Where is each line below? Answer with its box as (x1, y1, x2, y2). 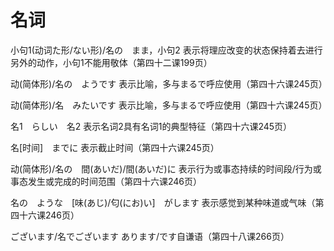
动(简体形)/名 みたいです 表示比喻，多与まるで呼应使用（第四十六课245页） (10, 99, 328, 111)
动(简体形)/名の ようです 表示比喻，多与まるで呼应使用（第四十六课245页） (10, 77, 328, 90)
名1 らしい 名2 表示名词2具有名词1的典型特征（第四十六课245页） (10, 120, 293, 132)
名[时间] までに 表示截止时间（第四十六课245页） (10, 141, 220, 153)
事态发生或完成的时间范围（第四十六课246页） (10, 175, 203, 187)
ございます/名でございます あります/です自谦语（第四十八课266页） (10, 230, 290, 242)
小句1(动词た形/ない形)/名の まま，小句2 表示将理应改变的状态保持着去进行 (10, 44, 323, 56)
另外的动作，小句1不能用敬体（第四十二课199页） (10, 56, 213, 68)
